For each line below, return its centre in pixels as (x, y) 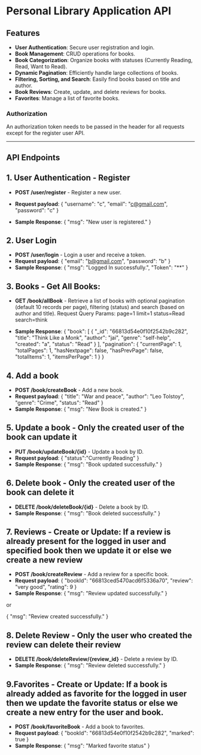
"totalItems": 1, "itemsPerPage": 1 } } (60, 357)
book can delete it (40, 492)
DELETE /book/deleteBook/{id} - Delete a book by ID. (82, 507)
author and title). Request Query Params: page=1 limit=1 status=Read (100, 314)
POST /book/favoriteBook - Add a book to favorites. (80, 727)
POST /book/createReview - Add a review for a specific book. (92, 574)
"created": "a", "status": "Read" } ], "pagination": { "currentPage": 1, (98, 344)
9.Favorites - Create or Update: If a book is (87, 684)
